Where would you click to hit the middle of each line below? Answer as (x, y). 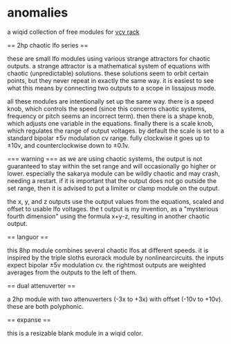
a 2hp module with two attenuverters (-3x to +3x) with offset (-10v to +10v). (115, 299)
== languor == (28, 237)
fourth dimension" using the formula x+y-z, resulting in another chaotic (108, 216)
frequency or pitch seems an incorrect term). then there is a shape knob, (111, 116)
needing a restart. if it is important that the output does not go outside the (112, 180)
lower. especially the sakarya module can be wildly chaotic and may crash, (113, 173)
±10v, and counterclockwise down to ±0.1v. (68, 145)
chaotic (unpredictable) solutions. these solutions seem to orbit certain (108, 73)
